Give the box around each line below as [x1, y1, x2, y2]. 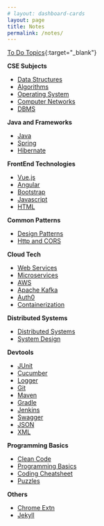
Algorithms [17, 82, 49, 91]
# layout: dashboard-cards [7, 10, 85, 17]
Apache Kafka [17, 286, 58, 295]
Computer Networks [17, 98, 76, 106]
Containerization [17, 301, 65, 309]
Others [7, 490, 28, 499]
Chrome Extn [17, 504, 55, 512]
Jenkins [17, 406, 40, 414]
